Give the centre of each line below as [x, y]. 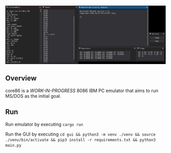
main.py [13, 145]
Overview [21, 79]
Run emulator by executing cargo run [44, 124]
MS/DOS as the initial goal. [33, 96]
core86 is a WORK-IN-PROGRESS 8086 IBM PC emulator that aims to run [82, 90]
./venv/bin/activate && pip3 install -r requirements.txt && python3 [81, 140]
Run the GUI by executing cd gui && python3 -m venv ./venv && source [81, 134]
